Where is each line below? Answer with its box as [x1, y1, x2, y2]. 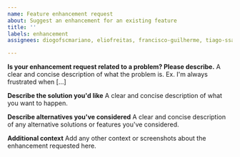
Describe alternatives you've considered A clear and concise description [7, 113, 226, 121]
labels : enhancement [7, 30, 69, 38]
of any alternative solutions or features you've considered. [7, 120, 180, 129]
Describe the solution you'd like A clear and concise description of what [7, 92, 223, 100]
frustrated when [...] [7, 77, 66, 86]
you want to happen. [7, 99, 68, 107]
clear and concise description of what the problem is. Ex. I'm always [7, 70, 209, 79]
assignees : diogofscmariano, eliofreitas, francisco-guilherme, [7, 37, 203, 44]
